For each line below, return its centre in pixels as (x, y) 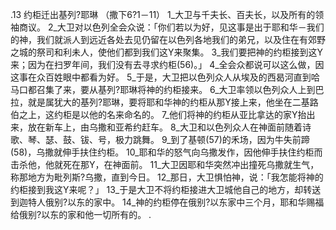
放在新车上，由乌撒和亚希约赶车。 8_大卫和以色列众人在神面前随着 (165, 127)
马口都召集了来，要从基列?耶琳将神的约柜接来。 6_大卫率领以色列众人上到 (163, 89)
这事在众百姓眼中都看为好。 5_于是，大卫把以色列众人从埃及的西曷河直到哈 (165, 77)
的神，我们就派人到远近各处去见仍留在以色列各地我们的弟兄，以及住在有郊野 (168, 39)
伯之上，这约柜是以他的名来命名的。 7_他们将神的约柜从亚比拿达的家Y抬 (158, 114)
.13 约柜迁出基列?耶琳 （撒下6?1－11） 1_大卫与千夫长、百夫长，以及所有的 (163, 14)
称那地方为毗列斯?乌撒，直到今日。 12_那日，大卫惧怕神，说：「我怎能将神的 (167, 177)
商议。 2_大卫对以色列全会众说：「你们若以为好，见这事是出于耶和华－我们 (171, 27)
